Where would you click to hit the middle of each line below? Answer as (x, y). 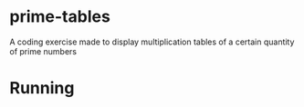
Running (42, 88)
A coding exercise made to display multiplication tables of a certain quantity (152, 42)
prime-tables (60, 17)
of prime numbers (43, 51)
